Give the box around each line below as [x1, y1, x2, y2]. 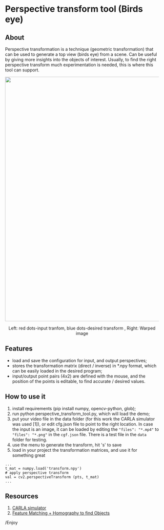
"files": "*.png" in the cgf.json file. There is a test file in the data [12, 431, 147, 437]
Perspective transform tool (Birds [5, 3, 143, 15]
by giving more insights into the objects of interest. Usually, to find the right [5, 57, 156, 62]
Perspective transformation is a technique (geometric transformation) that [5, 46, 154, 52]
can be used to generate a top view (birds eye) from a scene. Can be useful [5, 51, 157, 57]
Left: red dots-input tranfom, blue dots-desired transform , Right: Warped [8, 325, 156, 331]
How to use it [5, 393, 46, 401]
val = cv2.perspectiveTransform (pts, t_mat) [5, 474, 99, 480]
